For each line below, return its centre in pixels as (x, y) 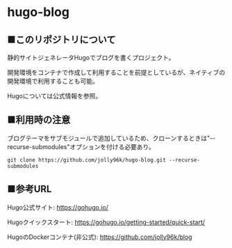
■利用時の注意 (39, 120)
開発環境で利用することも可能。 (53, 81)
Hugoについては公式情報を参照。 (55, 96)
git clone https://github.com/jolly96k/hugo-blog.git (87, 160)
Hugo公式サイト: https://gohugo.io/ (58, 207)
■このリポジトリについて (61, 39)
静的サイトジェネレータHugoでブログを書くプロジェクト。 (91, 57)
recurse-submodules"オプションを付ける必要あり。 (81, 146)
